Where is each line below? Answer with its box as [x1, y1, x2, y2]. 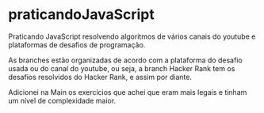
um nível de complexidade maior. [8, 96, 117, 105]
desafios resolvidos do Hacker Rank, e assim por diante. [8, 72, 193, 81]
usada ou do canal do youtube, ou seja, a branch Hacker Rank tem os [8, 63, 235, 73]
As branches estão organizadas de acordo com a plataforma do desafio [8, 55, 243, 65]
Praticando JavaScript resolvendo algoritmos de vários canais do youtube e [8, 32, 256, 41]
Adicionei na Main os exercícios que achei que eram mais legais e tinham [8, 87, 247, 96]
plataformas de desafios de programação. [8, 40, 146, 49]
